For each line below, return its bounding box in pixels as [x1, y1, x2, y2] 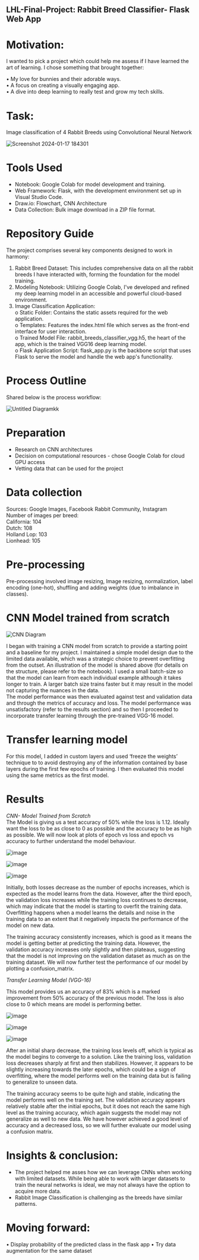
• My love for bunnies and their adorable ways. [6, 76, 121, 83]
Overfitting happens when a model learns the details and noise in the [6, 909, 175, 916]
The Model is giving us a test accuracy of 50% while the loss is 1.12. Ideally [6, 819, 190, 826]
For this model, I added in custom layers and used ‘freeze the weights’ [6, 752, 178, 760]
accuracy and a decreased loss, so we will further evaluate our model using [6, 1121, 191, 1128]
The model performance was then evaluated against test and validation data [6, 693, 193, 700]
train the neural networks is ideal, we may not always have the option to [14, 1181, 191, 1188]
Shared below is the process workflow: [6, 394, 102, 401]
